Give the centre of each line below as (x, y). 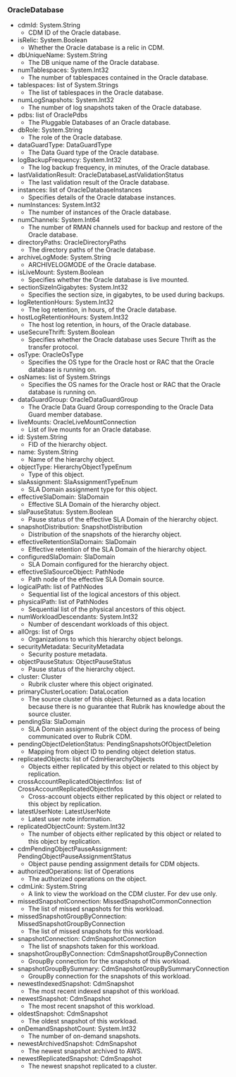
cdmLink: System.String (52, 887)
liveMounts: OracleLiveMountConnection (77, 422)
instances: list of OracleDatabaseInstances (80, 190)
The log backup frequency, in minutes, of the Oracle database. (119, 168)
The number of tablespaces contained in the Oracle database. (118, 78)
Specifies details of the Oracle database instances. (102, 197)
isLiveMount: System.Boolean (61, 272)
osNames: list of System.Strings (64, 377)
